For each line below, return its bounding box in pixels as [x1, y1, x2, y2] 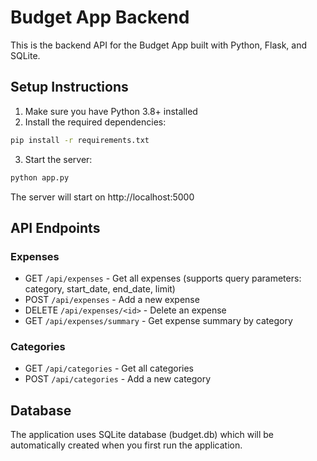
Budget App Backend [10, 6, 190, 29]
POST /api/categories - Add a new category [24, 373, 212, 385]
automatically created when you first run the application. [10, 439, 243, 451]
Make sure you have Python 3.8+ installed [24, 105, 198, 117]
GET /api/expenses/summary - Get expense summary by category [24, 315, 293, 327]
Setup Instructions [10, 79, 129, 96]
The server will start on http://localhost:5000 [10, 191, 195, 203]
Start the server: [24, 153, 93, 165]
